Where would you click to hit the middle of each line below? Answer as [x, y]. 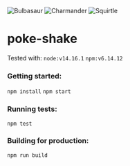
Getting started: [35, 76]
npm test [20, 124]
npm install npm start [39, 92]
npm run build [28, 155]
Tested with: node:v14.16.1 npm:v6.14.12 [65, 58]
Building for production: [48, 141]
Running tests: [32, 109]
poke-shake [42, 39]
